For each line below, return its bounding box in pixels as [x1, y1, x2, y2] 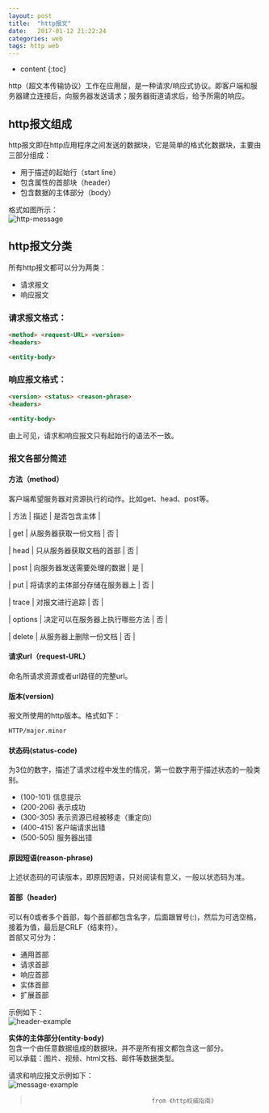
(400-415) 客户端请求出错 [19, 823, 106, 833]
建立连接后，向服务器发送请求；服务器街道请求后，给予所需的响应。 [22, 91, 249, 101]
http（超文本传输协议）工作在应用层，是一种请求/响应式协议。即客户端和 [8, 81, 251, 91]
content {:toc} [19, 64, 67, 74]
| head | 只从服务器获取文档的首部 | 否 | [8, 545, 139, 555]
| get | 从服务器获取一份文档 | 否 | [8, 528, 119, 538]
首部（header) [8, 893, 57, 902]
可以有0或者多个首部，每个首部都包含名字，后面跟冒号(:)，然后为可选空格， [8, 912, 261, 922]
